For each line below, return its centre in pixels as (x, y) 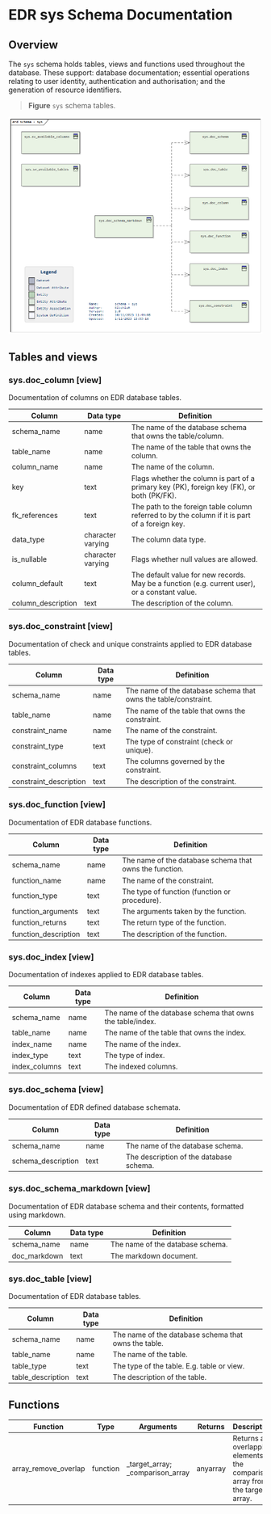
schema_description (45, 1161)
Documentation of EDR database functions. (80, 822)
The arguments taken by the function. (184, 911)
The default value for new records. (188, 575)
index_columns (37, 1067)
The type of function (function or (177, 892)
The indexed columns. (141, 1067)
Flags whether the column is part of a (193, 478)
